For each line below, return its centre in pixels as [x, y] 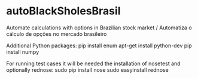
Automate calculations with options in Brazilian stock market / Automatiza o [99, 28]
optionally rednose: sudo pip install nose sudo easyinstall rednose [87, 69]
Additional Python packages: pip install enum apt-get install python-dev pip [99, 45]
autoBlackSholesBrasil [63, 11]
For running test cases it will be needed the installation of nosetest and [93, 63]
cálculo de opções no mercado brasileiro [57, 34]
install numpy [23, 51]
